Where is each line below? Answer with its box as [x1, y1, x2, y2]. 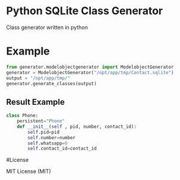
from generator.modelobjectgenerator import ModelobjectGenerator [6, 64, 174, 70]
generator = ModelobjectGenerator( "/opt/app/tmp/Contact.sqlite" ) [6, 69, 174, 75]
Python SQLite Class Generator [6, 4, 163, 18]
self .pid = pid [27, 129, 60, 135]
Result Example [6, 97, 65, 107]
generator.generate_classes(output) [6, 81, 97, 86]
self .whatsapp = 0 [27, 140, 68, 146]
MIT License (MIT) [6, 168, 52, 175]
